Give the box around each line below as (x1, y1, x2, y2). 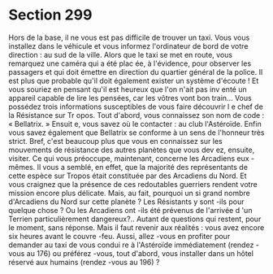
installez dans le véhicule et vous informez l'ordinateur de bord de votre (8, 41, 249, 50)
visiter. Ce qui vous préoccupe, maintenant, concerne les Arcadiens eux (8, 153, 249, 163)
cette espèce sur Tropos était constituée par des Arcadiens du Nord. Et (8, 171, 247, 180)
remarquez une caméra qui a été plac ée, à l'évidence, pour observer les (8, 59, 252, 68)
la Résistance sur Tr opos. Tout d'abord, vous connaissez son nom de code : (8, 110, 265, 120)
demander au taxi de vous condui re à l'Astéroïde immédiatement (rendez (8, 240, 254, 250)
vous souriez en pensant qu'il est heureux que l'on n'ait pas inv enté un (8, 84, 247, 94)
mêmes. (8, 162, 36, 172)
